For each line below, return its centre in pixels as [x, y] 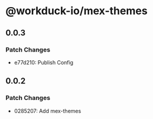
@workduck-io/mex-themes [77, 11]
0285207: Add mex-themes [48, 111]
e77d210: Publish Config [44, 62]
